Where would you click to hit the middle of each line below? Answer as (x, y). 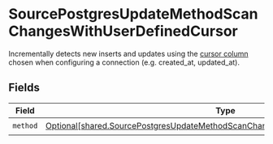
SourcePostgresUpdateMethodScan (133, 14)
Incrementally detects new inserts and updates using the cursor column (129, 53)
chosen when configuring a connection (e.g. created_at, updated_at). (124, 62)
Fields (24, 88)
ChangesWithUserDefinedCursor (123, 31)
